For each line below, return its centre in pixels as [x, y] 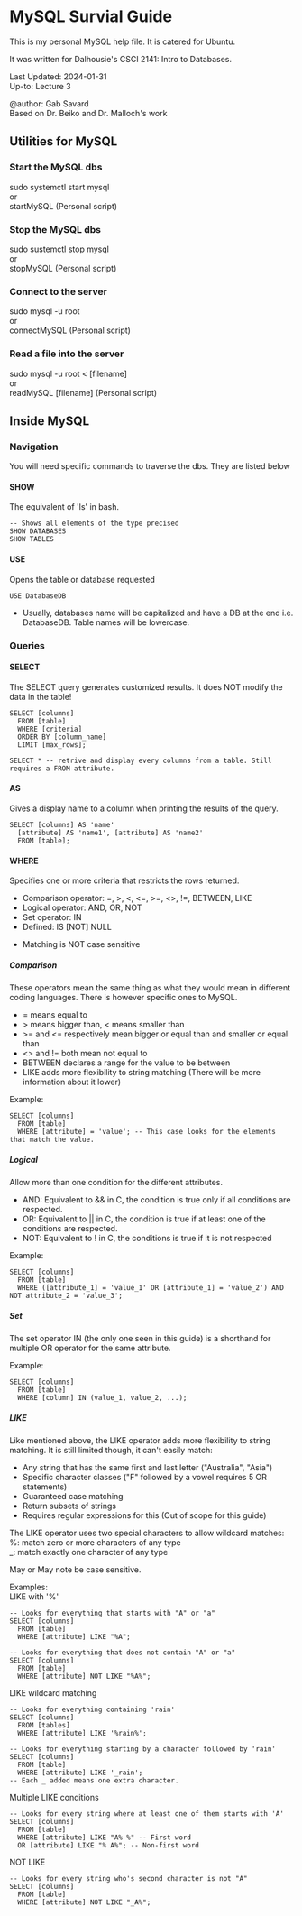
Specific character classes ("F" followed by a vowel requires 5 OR [145, 1478]
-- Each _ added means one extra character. [94, 1781]
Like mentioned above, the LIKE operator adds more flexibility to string [140, 1441]
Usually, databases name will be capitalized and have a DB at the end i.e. [158, 613]
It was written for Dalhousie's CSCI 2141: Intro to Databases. [121, 59]
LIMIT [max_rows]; [52, 745]
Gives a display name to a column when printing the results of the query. [144, 808]
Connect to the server [59, 291]
